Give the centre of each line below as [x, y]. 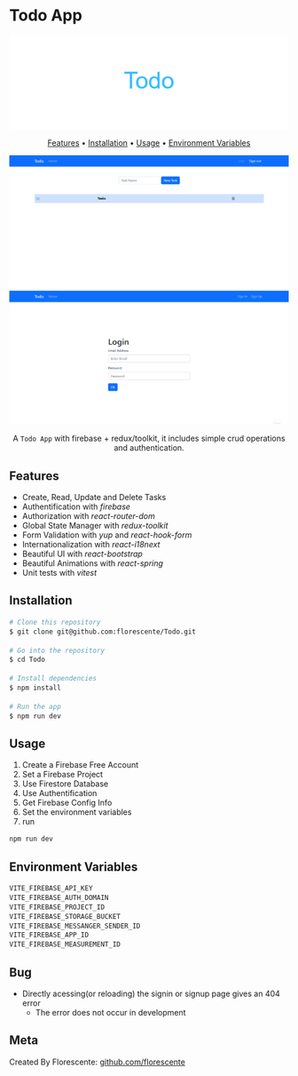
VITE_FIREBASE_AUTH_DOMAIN [59, 897]
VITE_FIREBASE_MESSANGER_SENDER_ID [75, 926]
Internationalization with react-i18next [91, 545]
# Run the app [35, 706]
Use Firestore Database [65, 784]
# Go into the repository [57, 650]
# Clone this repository [55, 622]
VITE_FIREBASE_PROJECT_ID [57, 907]
